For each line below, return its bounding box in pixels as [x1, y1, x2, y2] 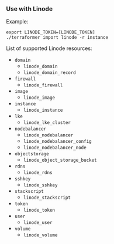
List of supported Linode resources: [6, 45, 92, 52]
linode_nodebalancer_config [23, 139, 92, 145]
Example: [6, 18, 29, 25]
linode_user [23, 220, 53, 226]
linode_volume [23, 232, 58, 238]
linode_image [23, 95, 56, 101]
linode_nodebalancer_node [23, 145, 87, 151]
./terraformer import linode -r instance [6, 35, 109, 41]
